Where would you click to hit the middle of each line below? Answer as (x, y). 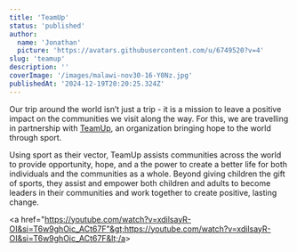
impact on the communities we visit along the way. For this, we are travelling (149, 118)
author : (24, 34)
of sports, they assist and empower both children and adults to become (140, 183)
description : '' (39, 68)
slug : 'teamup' (37, 59)
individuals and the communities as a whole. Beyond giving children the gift (147, 174)
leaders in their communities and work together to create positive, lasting (143, 192)
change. (24, 202)
